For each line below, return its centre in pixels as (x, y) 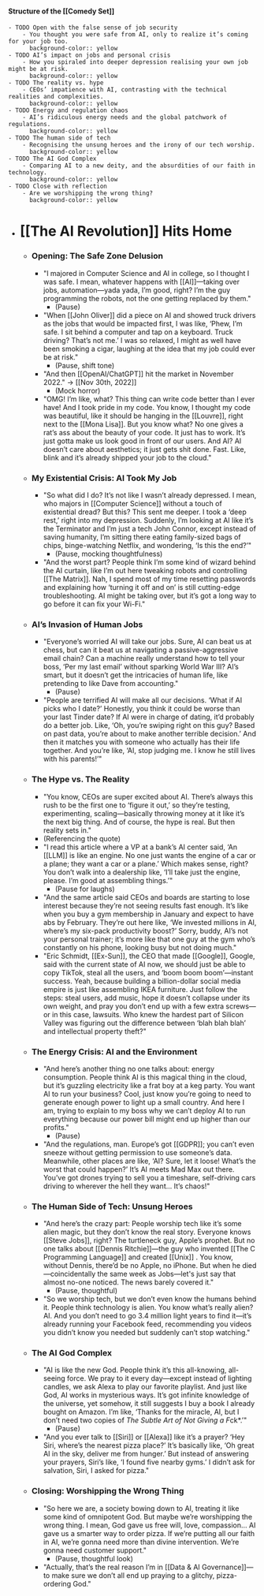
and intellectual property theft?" (95, 1031)
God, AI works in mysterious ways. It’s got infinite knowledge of (146, 1395)
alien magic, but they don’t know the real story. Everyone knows (147, 1232)
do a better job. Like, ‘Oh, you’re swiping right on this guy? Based (149, 725)
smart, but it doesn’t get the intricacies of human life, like (136, 675)
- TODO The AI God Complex (52, 159)
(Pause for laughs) (85, 889)
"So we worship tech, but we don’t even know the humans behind (150, 1299)
